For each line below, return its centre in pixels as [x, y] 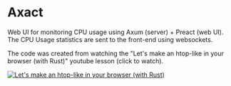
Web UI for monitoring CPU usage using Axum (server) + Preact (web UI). [115, 32]
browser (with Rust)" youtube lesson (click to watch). [86, 60]
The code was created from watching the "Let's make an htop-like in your [116, 53]
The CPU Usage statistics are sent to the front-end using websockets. [110, 39]
